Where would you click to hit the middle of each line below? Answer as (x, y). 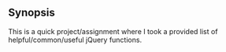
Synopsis (31, 13)
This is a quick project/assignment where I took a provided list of (113, 31)
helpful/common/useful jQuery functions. (75, 40)
